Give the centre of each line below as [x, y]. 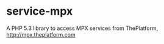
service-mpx [40, 11]
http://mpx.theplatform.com [41, 34]
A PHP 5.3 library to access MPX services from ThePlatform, [82, 28]
